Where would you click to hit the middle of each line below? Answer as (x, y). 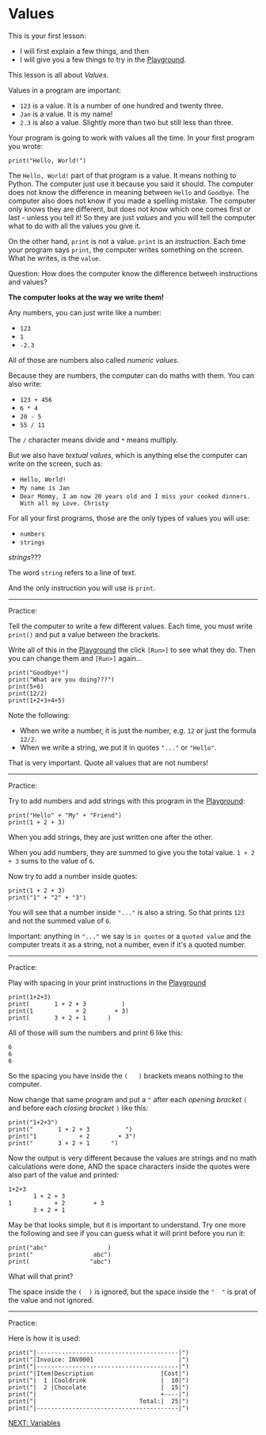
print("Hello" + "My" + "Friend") (65, 815)
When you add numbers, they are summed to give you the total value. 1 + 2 (131, 852)
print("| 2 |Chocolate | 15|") (99, 1387)
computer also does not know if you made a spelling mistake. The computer (132, 200)
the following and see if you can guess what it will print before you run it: (127, 1233)
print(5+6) (26, 686)
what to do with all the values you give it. (74, 226)
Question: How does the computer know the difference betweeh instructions (133, 273)
